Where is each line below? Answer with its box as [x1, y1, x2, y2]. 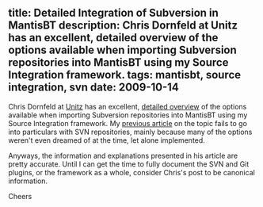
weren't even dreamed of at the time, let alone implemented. [8, 135, 206, 145]
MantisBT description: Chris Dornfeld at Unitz [8, 19, 238, 33]
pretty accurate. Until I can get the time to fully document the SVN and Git [8, 159, 250, 169]
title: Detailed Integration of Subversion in [8, 6, 219, 20]
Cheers [8, 191, 32, 201]
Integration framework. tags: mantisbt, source [8, 68, 242, 82]
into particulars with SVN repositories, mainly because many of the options [8, 127, 253, 136]
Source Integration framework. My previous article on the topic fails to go [8, 118, 248, 128]
